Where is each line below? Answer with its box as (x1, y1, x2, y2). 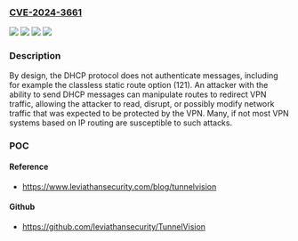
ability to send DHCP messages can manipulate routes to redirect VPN (9, 89, 267, 100)
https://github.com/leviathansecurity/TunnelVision (21, 221, 206, 232)
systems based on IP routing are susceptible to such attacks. (9, 117, 233, 128)
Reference (9, 162, 49, 173)
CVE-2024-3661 (9, 6, 83, 19)
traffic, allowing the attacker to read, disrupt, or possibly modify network (9, 98, 275, 108)
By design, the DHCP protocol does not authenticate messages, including (9, 69, 278, 81)
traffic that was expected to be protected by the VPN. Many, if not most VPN (9, 108, 289, 118)
